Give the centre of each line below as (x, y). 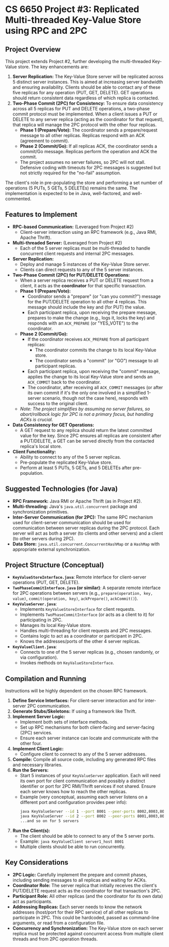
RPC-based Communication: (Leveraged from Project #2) (73, 227)
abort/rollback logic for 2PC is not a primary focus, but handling (87, 414)
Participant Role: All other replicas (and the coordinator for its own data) (88, 896)
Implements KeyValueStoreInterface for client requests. (78, 609)
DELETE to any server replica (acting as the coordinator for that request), (88, 119)
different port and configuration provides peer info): (73, 802)
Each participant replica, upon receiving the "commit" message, (94, 371)
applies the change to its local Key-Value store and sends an (90, 376)
